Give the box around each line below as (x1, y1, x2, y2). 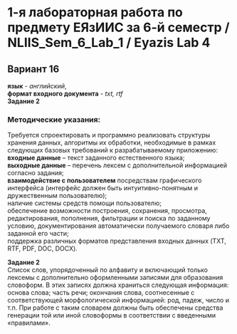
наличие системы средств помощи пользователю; (7, 199, 162, 207)
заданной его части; (7, 229, 69, 238)
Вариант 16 (7, 63, 60, 75)
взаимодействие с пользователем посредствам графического (7, 176, 202, 185)
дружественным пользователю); (7, 192, 107, 200)
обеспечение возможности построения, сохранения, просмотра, (7, 207, 208, 215)
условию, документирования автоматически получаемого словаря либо (7, 221, 230, 230)
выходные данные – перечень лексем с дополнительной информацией (7, 161, 228, 169)
